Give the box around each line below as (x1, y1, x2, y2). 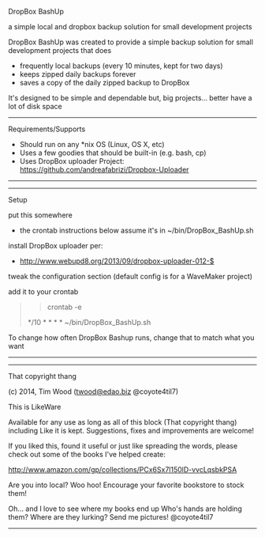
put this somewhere (8, 210, 73, 220)
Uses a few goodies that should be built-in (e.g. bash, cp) (19, 148, 207, 157)
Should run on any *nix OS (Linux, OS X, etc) (19, 140, 165, 149)
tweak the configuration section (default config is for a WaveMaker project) (8, 272, 253, 281)
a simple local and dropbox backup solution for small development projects (8, 22, 252, 31)
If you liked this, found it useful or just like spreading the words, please (8, 441, 238, 450)
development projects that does (8, 46, 112, 55)
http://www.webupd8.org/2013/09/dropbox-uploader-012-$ (19, 256, 215, 266)
